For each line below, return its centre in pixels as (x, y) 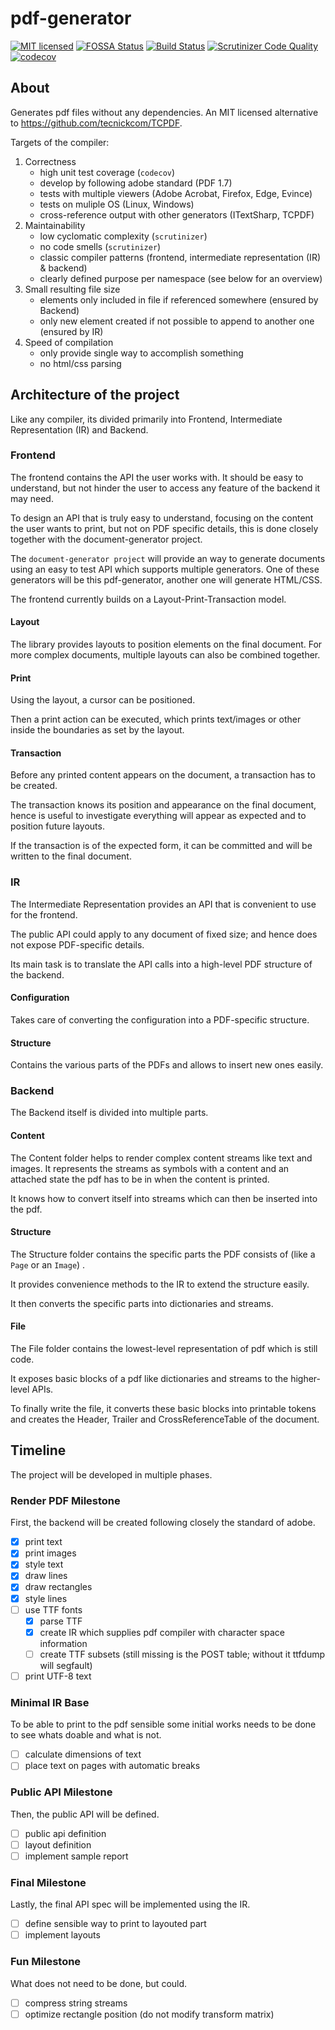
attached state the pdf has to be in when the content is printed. (140, 1179)
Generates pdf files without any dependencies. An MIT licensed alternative (164, 112)
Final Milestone (48, 1882)
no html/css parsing (80, 363)
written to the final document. (71, 856)
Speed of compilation (69, 342)
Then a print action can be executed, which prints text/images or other (156, 719)
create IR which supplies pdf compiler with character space (162, 1632)
